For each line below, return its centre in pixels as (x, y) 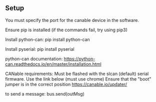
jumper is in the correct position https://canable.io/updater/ (66, 84)
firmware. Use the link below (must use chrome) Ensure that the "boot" (78, 79)
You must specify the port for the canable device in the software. (72, 20)
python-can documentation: (34, 59)
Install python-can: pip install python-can (47, 39)
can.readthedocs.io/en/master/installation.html (53, 64)
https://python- (79, 59)
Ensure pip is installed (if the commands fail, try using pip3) (66, 30)
